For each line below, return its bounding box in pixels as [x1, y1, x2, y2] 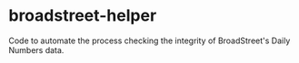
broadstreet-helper [8, 5, 157, 26]
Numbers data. [8, 44, 65, 55]
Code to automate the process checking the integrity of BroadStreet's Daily [8, 35, 291, 46]
